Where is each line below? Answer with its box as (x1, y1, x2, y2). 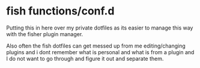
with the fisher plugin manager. (6, 30, 83, 37)
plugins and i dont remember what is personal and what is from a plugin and (6, 48, 195, 55)
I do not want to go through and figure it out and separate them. (6, 55, 164, 62)
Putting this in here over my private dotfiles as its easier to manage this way (6, 24, 193, 31)
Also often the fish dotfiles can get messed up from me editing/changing (6, 42, 186, 49)
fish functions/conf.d (6, 4, 115, 18)
